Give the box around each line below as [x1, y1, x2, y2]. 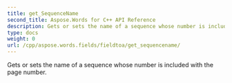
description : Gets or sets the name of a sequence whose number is [7, 23, 206, 29]
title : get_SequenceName [7, 10, 79, 17]
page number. [7, 68, 47, 76]
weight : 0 [7, 36, 36, 43]
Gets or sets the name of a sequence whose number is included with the [7, 61, 214, 69]
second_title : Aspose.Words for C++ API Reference [7, 16, 156, 23]
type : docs [7, 29, 39, 36]
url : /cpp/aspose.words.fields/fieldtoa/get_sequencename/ [7, 42, 181, 49]
